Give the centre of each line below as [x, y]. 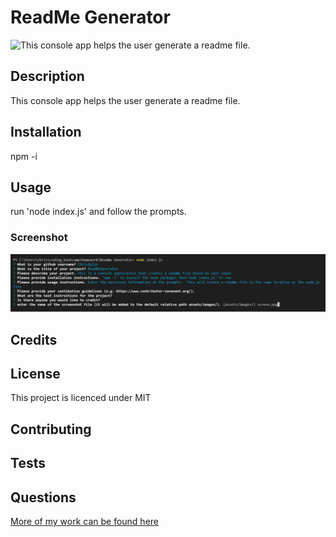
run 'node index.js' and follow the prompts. [98, 212]
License [35, 373]
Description [47, 76]
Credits [34, 339]
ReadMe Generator [90, 17]
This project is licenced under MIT [81, 398]
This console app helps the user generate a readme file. [125, 100]
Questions [43, 497]
